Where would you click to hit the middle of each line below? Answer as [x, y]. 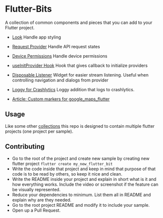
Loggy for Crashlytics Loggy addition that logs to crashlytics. [73, 89]
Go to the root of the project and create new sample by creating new [81, 158]
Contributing [25, 147]
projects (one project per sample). [39, 131]
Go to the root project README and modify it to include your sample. [81, 205]
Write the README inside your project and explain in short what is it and [84, 179]
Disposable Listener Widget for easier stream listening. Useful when [80, 75]
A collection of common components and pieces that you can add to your [79, 22]
